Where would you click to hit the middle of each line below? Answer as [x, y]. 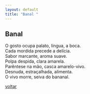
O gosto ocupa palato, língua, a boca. [43, 46]
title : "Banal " [22, 14]
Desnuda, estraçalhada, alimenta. [39, 72]
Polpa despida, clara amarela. [35, 61]
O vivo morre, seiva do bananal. [37, 77]
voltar [11, 87]
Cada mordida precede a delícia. [38, 51]
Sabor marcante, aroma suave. [36, 56]
